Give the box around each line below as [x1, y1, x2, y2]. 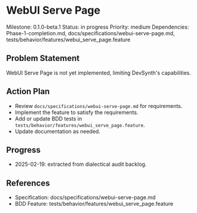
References [6, 178, 50, 188]
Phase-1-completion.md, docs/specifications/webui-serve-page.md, [6, 29, 175, 36]
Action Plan [6, 87, 50, 97]
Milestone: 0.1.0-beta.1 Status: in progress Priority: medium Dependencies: [6, 23, 189, 30]
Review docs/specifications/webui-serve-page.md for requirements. [14, 102, 183, 109]
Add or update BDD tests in [14, 115, 82, 122]
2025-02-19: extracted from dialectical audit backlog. [14, 160, 147, 168]
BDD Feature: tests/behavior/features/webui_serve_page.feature [14, 200, 174, 208]
